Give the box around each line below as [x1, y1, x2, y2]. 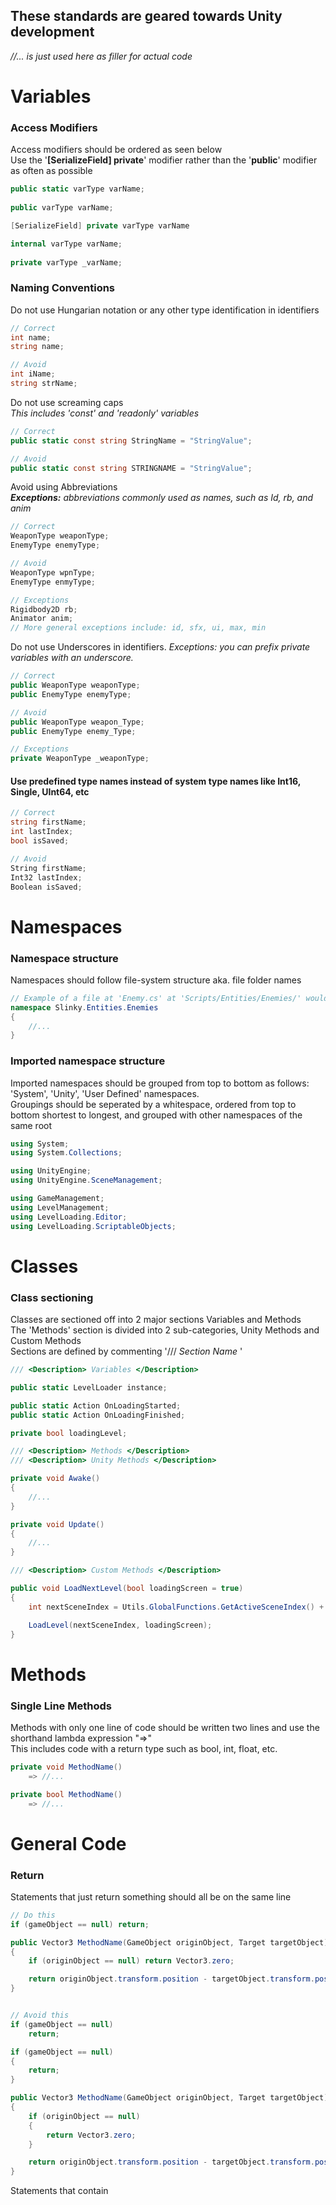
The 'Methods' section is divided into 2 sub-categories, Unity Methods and [10, 1324, 320, 1336]
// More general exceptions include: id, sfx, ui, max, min [10, 623, 267, 633]
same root [10, 1119, 53, 1131]
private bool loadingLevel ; [10, 1428, 128, 1438]
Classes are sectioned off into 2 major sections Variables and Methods [10, 1314, 302, 1326]
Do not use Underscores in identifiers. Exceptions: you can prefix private [10, 641, 311, 653]
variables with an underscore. [10, 652, 134, 664]
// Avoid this [10, 2010, 70, 2021]
